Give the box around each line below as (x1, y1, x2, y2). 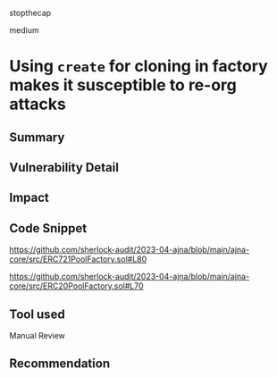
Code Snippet (9, 221, 88, 236)
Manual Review (9, 330, 65, 340)
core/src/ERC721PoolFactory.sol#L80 (9, 254, 147, 264)
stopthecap (9, 8, 52, 18)
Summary (9, 130, 65, 145)
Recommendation (9, 356, 110, 372)
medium (9, 25, 39, 35)
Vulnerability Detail (9, 160, 119, 175)
